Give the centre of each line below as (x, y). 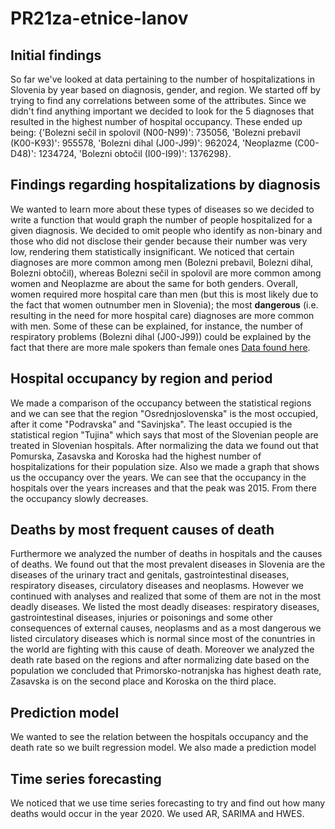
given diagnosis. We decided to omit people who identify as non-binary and (166, 230)
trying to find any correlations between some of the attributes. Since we (158, 100)
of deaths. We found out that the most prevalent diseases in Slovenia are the (168, 564)
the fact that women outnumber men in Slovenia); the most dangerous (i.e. (164, 304)
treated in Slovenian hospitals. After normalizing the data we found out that (164, 445)
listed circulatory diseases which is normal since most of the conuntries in (163, 639)
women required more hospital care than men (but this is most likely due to (164, 294)
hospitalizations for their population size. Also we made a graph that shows (165, 466)
